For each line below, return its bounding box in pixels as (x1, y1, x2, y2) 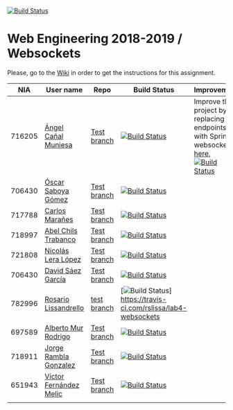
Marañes (44, 214, 74, 224)
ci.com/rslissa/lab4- (120, 302, 187, 312)
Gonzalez (44, 360, 76, 370)
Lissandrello (44, 302, 85, 312)
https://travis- (120, 294, 167, 304)
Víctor (44, 371, 64, 381)
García (44, 274, 66, 284)
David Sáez (44, 266, 82, 275)
